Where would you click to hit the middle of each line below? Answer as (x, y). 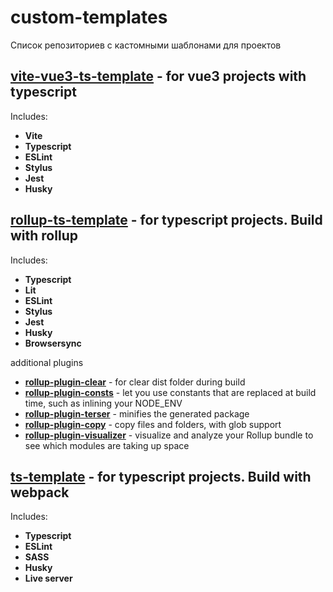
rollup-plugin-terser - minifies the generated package (137, 413)
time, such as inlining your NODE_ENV (103, 403)
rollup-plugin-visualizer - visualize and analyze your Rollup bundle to (169, 435)
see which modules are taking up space (107, 445)
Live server (48, 578)
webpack (40, 492)
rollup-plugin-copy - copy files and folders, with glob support (153, 424)
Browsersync (53, 343)
